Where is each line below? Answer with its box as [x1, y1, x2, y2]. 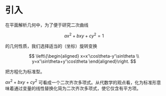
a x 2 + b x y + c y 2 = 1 [64, 32, 104, 39]
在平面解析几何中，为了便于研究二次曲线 [5, 22, 88, 28]
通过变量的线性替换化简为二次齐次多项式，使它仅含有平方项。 [13, 86, 141, 92]
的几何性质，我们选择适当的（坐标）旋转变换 [5, 43, 97, 49]
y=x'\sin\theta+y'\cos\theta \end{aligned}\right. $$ [31, 58, 136, 64]
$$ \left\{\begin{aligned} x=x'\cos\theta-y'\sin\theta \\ [28, 53, 139, 59]
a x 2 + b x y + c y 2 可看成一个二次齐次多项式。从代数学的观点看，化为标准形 [5, 78, 157, 85]
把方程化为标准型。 [5, 68, 45, 75]
